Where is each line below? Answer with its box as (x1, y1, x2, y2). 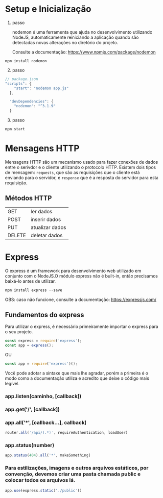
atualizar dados (30, 224, 66, 231)
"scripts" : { (5, 81, 32, 86)
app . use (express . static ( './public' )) (5, 488, 82, 493)
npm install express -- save (5, 288, 63, 293)
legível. (5, 381, 20, 387)
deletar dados (30, 232, 63, 239)
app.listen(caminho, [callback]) (5, 393, 82, 399)
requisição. (5, 180, 28, 186)
